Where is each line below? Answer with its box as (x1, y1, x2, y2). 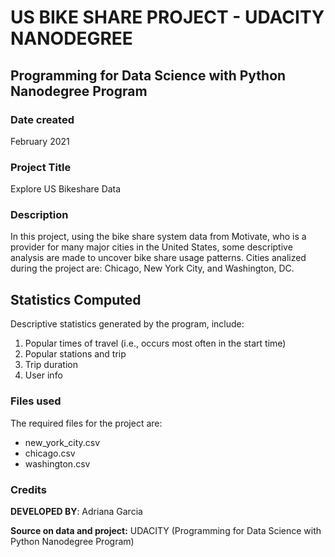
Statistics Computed (10, 291, 142, 308)
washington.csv (24, 457, 91, 470)
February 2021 (10, 135, 70, 147)
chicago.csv (24, 447, 76, 459)
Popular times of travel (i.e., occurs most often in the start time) (24, 337, 287, 350)
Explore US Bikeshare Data (10, 183, 122, 195)
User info (24, 369, 63, 381)
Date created (10, 112, 75, 126)
